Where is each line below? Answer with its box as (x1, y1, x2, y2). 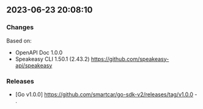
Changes (6, 23, 34, 32)
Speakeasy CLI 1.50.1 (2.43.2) (15, 55, 90, 63)
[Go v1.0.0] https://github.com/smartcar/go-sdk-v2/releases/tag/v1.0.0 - (15, 91, 197, 98)
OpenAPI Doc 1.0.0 (15, 49, 63, 56)
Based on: (6, 37, 32, 44)
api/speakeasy (15, 62, 53, 69)
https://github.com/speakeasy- (90, 55, 169, 63)
